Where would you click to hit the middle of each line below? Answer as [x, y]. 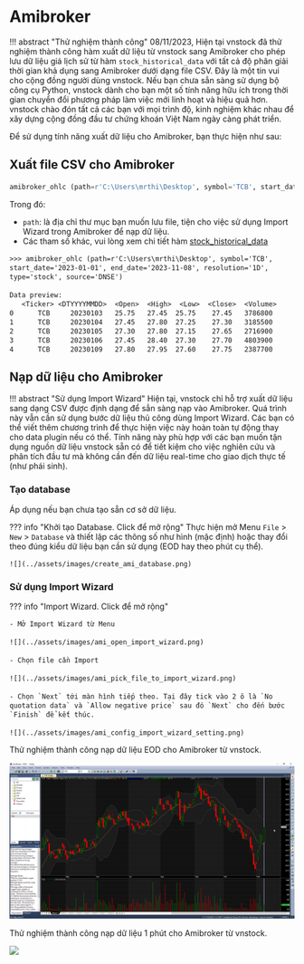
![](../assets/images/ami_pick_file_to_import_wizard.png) [123, 679]
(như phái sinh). [38, 466]
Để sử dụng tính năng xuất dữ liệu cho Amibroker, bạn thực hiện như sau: [146, 136]
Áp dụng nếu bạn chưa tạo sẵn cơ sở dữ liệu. [93, 509]
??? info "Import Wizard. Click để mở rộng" [89, 607]
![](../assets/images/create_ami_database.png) [101, 564]
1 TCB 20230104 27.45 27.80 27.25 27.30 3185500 [141, 322]
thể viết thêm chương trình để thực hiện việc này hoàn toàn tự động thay [144, 428]
